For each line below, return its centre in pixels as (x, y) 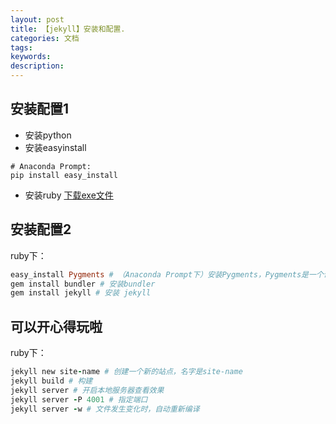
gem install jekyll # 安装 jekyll (81, 293)
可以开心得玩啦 (56, 326)
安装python (48, 135)
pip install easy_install (64, 175)
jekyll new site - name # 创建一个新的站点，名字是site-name (126, 372)
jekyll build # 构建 (51, 381)
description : (37, 66)
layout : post (37, 19)
